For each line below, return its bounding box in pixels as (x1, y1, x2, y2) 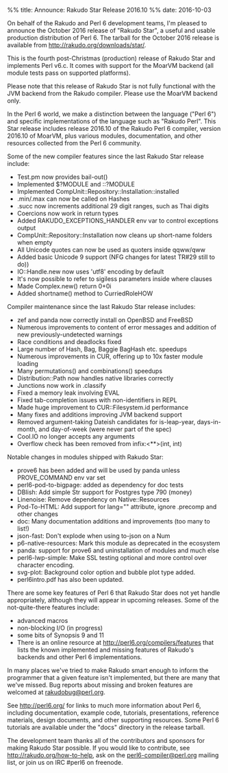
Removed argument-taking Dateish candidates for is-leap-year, (16, 418, 196, 426)
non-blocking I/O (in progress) (16, 624, 103, 632)
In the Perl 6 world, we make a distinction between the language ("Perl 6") (7, 110, 217, 118)
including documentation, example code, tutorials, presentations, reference (7, 709, 219, 717)
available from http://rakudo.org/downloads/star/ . (7, 41, 147, 49)
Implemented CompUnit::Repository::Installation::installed (16, 188, 179, 195)
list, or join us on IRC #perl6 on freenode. (7, 759, 123, 766)
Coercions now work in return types (16, 209, 118, 217)
